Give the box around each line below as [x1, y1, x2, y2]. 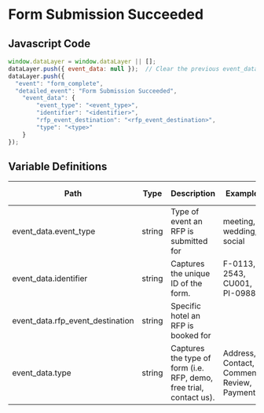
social [222, 236, 245, 247]
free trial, [170, 382, 204, 393]
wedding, [222, 226, 258, 237]
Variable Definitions [8, 160, 108, 173]
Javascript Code [8, 37, 91, 50]
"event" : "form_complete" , [15, 79, 104, 87]
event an [170, 216, 203, 227]
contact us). [170, 392, 215, 403]
